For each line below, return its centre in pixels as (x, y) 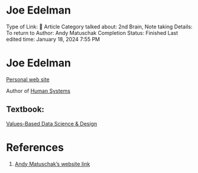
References (35, 147)
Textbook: (25, 110)
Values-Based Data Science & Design (52, 123)
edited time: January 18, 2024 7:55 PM (53, 39)
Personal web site (28, 79)
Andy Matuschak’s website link (52, 164)
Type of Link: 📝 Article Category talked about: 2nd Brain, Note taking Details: (99, 27)
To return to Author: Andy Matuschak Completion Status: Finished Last (92, 32)
